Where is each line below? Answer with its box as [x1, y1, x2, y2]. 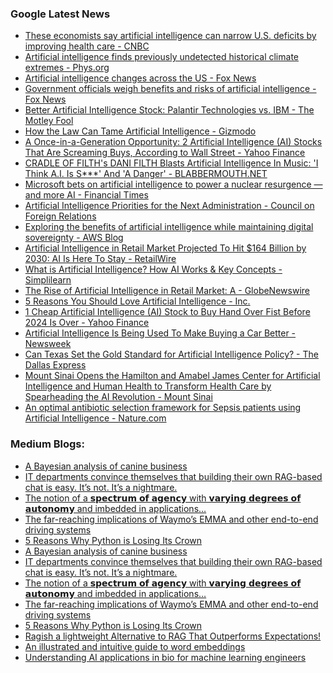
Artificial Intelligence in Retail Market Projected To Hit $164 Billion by [24, 242, 307, 254]
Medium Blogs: [10, 437, 85, 451]
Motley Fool [24, 115, 74, 127]
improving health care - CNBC [24, 40, 150, 52]
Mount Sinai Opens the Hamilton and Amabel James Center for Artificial [24, 370, 321, 382]
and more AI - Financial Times [24, 189, 149, 201]
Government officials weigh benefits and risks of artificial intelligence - [24, 83, 317, 95]
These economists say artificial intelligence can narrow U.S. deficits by [24, 30, 317, 42]
